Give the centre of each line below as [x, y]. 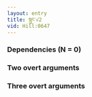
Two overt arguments [43, 68]
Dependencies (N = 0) [44, 50]
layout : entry [27, 13]
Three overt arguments [46, 86]
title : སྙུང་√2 [25, 20]
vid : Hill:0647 [29, 26]
